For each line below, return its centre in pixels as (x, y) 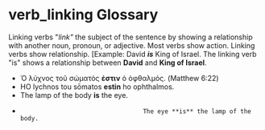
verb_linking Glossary (83, 15)
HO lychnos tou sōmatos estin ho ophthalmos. (97, 87)
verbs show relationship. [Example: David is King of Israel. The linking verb (132, 54)
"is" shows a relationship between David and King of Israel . (108, 63)
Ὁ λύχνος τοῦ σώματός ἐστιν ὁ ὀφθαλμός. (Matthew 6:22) (119, 78)
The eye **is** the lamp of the (197, 111)
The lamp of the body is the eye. (74, 95)
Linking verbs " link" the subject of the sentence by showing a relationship (130, 37)
